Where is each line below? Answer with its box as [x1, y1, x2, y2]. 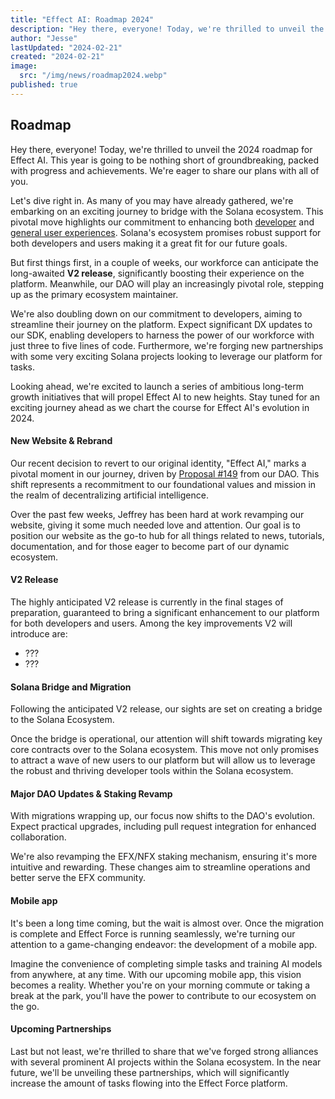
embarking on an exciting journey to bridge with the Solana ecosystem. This [10, 205, 324, 217]
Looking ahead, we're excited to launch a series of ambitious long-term [10, 380, 305, 392]
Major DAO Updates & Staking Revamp [10, 787, 173, 800]
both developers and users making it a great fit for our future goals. [10, 237, 288, 249]
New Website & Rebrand [10, 435, 113, 447]
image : [10, 61, 38, 71]
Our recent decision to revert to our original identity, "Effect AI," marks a [10, 457, 307, 469]
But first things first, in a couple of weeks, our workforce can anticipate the [10, 256, 319, 268]
